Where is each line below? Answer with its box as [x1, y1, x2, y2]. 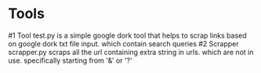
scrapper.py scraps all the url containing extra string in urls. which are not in [8, 47, 254, 57]
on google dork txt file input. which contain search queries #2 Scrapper [8, 38, 239, 48]
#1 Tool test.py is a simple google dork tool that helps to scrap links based [8, 31, 247, 40]
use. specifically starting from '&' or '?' [8, 56, 133, 65]
